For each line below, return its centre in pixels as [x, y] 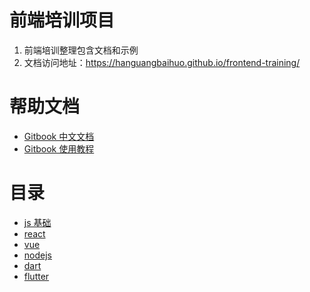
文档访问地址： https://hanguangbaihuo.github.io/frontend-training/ [162, 62]
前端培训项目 [62, 20]
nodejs [37, 255]
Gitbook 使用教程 [59, 148]
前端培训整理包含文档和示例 [81, 50]
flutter [36, 276]
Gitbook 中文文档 [59, 136]
